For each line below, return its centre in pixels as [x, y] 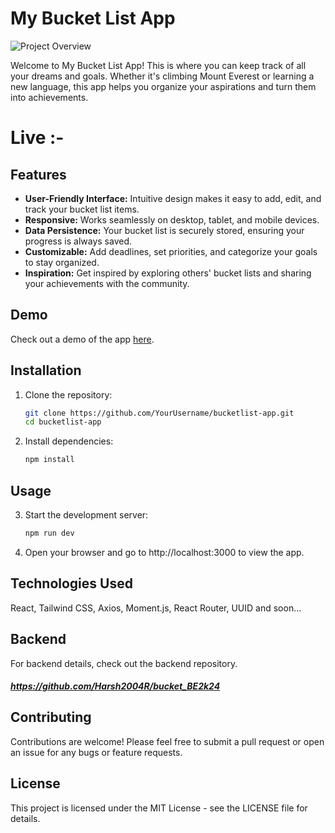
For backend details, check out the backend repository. [124, 663]
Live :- [37, 138]
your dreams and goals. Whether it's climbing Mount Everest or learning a [162, 76]
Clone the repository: [68, 394]
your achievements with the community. [107, 283]
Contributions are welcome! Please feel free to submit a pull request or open [167, 741]
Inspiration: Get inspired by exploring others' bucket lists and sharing [168, 273]
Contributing [51, 717]
